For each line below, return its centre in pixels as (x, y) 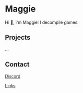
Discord (13, 76)
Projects (18, 38)
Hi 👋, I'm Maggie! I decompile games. (42, 22)
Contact (17, 65)
